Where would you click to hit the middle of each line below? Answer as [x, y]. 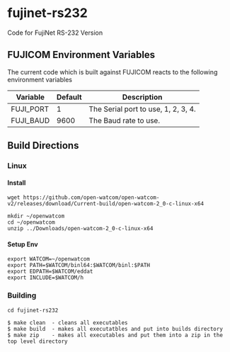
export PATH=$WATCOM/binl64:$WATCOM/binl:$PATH [79, 266]
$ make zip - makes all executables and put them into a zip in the [115, 335]
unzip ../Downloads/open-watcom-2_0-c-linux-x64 [80, 229]
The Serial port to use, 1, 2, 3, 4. [142, 109]
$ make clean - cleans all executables [68, 323]
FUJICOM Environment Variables [81, 55]
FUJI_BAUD [30, 120]
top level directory [38, 341]
